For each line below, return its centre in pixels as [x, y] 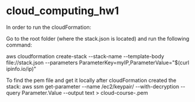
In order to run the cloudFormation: [49, 27]
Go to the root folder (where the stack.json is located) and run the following [98, 38]
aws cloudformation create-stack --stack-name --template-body [85, 56]
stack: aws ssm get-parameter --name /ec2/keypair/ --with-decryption [92, 86]
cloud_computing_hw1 [63, 11]
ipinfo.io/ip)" [21, 68]
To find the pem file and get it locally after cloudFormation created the [91, 80]
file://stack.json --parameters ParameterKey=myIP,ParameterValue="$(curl [98, 62]
